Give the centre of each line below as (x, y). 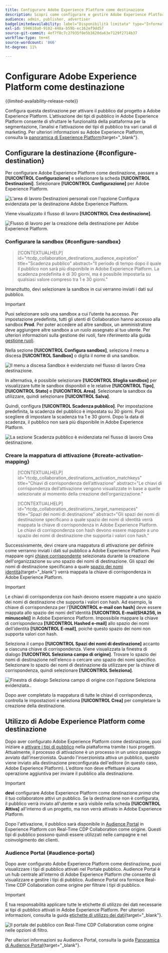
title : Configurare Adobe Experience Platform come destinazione (74, 10)
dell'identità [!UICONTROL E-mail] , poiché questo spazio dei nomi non (78, 628)
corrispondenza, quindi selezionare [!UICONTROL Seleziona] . (69, 670)
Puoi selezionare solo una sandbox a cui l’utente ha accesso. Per (72, 313)
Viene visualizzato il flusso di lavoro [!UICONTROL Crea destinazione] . (78, 214)
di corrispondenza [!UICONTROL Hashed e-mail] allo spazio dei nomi (77, 623)
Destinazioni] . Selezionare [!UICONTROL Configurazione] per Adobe (77, 184)
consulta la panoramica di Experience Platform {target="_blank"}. (72, 137)
